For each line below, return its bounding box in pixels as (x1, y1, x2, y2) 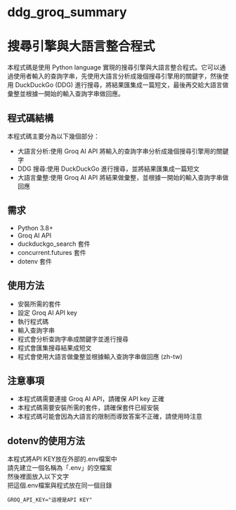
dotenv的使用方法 (7, 435, 86, 447)
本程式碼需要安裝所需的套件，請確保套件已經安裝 (17, 403, 159, 412)
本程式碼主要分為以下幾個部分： (7, 131, 100, 140)
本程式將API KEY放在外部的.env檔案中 (7, 455, 117, 464)
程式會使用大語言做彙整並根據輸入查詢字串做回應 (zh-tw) (17, 352, 183, 360)
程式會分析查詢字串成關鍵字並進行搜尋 (17, 334, 129, 343)
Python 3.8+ (17, 223, 54, 232)
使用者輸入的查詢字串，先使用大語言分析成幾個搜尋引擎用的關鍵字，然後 (13, 72, 223, 81)
